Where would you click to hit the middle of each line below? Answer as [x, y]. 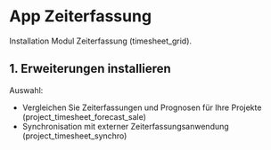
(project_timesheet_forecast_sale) [84, 116]
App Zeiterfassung [81, 16]
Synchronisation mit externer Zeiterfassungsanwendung [125, 126]
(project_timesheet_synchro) [74, 136]
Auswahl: [26, 90]
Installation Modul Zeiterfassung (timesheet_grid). [101, 41]
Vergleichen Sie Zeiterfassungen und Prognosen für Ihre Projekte [142, 107]
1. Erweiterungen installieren [90, 69]
